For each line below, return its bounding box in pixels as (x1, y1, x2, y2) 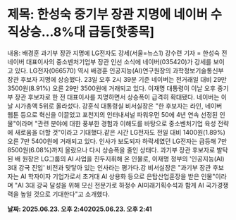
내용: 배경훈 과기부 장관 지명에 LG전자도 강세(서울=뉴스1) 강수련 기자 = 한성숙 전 (7, 49, 228, 57)
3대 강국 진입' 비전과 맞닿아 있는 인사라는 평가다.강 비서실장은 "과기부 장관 (7, 163, 211, 171)
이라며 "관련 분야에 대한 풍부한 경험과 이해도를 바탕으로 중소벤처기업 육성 (15, 119, 216, 128)
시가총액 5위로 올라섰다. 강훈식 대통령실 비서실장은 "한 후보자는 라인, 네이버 (14, 102, 223, 110)
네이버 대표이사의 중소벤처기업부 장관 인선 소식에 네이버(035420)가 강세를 (7, 57, 212, 66)
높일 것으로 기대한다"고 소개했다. (20, 190, 111, 198)
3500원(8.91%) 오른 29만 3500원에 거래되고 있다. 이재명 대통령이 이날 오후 (7, 84, 216, 92)
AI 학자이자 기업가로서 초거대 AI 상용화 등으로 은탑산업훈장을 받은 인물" (20, 172, 216, 181)
